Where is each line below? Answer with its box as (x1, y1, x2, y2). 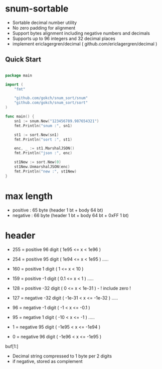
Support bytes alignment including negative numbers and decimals (12, 30, 151, 36)
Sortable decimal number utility (12, 19, 77, 25)
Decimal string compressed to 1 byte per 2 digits (12, 353, 112, 359)
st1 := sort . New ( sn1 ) (14, 132, 59, 137)
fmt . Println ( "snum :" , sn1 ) (14, 123, 72, 128)
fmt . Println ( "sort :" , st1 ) (14, 137, 72, 142)
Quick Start (5, 55, 41, 64)
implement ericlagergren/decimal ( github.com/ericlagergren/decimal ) (12, 40, 158, 46)
